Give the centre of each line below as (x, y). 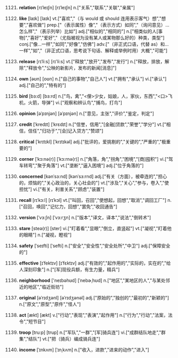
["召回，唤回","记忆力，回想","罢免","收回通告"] (68, 206)
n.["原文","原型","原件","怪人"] (50, 304)
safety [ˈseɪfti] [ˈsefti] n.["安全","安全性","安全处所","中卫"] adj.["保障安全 (95, 246)
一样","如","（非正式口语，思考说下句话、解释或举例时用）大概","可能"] (93, 51)
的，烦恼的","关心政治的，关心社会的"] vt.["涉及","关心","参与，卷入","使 (94, 183)
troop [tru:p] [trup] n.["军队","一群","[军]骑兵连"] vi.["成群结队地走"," (90, 332)
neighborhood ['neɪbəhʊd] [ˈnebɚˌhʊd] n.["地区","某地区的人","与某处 (92, 280)
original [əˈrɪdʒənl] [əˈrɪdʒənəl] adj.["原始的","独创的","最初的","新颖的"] (94, 298)
